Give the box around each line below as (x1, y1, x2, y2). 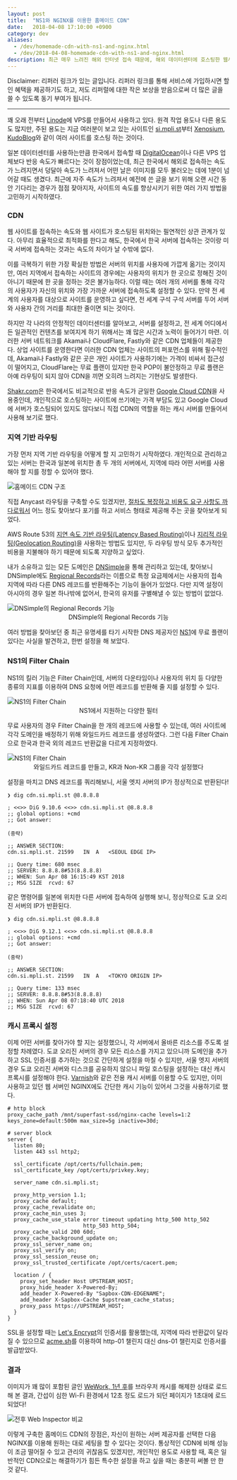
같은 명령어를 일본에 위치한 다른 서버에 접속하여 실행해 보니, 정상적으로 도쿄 (7, 893, 214, 901)
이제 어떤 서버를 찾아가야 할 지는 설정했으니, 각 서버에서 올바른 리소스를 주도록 (7, 1038, 222, 1046)
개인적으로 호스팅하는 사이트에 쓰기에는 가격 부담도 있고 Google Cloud (33, 396, 228, 404)
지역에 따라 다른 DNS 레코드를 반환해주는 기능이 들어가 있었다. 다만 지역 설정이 (7, 580, 224, 589)
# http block (7, 1105, 46, 1112)
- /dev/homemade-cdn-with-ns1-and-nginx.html (13, 43, 150, 50)
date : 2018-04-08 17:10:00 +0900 (7, 23, 112, 30)
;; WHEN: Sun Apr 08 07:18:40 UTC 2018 (7, 997, 125, 1004)
